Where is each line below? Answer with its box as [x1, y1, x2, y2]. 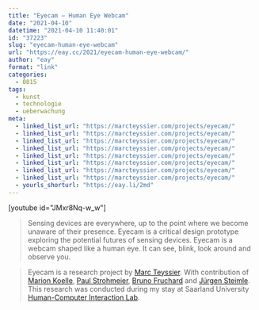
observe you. [27, 251, 71, 262]
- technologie [15, 100, 62, 108]
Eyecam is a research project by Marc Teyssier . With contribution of [27, 267, 249, 277]
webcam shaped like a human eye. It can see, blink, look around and [27, 243, 251, 253]
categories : [8, 71, 48, 78]
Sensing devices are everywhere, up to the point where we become [27, 218, 249, 228]
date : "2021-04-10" [8, 19, 73, 27]
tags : [8, 85, 26, 94]
